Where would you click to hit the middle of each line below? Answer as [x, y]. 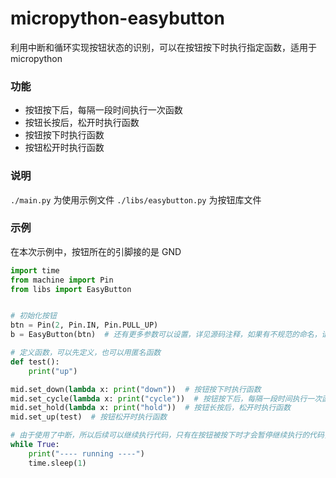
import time [35, 270]
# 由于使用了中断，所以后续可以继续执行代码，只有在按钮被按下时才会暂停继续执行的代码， [171, 435]
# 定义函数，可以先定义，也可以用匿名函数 [86, 353]
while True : [35, 445]
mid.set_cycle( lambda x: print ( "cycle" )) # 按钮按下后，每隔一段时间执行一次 [166, 398]
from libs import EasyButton [71, 289]
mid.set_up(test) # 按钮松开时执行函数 [89, 417]
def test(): [35, 362]
